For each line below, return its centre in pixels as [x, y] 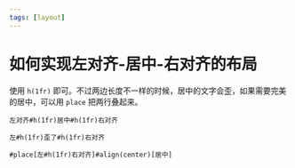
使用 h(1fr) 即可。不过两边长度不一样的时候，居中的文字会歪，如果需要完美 [148, 91]
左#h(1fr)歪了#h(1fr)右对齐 [57, 137]
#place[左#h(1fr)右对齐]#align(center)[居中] [91, 155]
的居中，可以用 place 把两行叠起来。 [76, 101]
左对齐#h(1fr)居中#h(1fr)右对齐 [64, 120]
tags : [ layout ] [37, 17]
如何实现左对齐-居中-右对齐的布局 [133, 64]
